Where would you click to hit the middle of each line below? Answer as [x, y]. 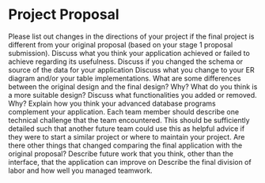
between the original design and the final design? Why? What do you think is [133, 86]
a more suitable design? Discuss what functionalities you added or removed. [132, 95]
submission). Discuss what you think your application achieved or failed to [129, 53]
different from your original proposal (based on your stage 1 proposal [121, 44]
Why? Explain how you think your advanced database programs [112, 103]
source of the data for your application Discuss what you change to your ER [131, 69]
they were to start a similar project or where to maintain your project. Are [127, 136]
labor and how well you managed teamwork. [80, 170]
